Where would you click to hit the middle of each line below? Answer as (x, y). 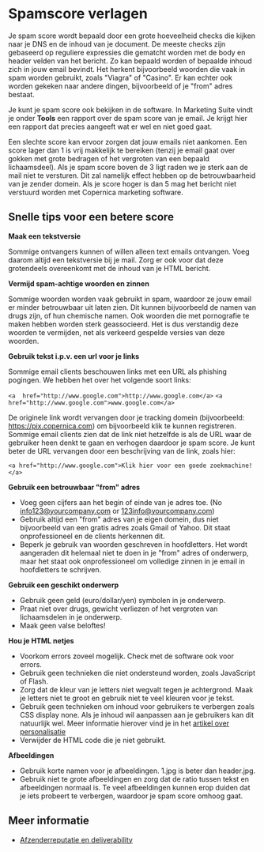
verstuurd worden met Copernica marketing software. (96, 192)
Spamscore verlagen (78, 14)
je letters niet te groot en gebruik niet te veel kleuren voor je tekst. (127, 698)
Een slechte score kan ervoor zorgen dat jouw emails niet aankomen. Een (128, 141)
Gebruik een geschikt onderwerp (64, 585)
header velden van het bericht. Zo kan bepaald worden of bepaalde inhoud (130, 61)
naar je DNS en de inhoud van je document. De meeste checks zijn (117, 43)
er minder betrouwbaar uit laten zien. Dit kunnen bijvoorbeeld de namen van (132, 307)
